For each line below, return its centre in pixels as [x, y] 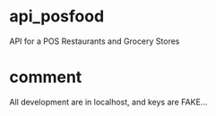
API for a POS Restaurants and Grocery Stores [95, 41]
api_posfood [57, 17]
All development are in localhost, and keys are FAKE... [108, 102]
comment [46, 77]
